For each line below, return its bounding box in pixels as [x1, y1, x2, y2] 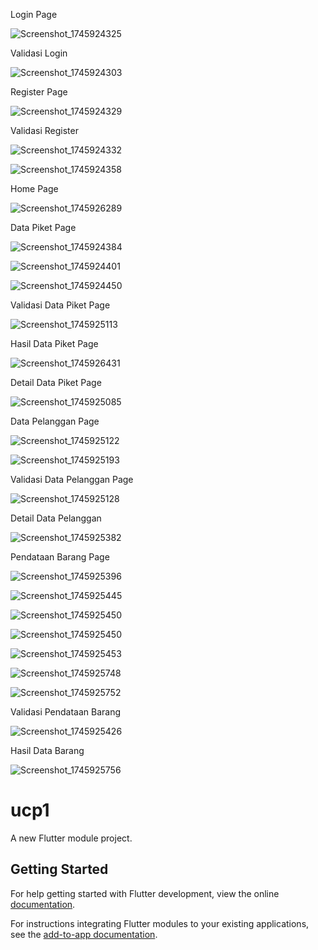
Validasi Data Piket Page [10, 299, 111, 311]
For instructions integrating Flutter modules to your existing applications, [10, 917, 310, 929]
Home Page [10, 183, 59, 194]
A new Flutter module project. [10, 832, 133, 844]
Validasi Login [10, 47, 68, 59]
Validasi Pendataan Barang [10, 706, 122, 718]
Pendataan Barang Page [10, 551, 110, 563]
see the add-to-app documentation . [10, 928, 158, 940]
